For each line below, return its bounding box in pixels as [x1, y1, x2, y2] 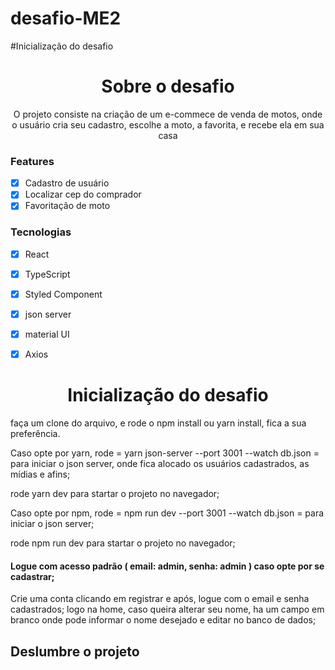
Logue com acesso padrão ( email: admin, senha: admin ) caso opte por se [10, 560, 325, 572]
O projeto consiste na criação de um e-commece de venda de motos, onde [13, 108, 323, 120]
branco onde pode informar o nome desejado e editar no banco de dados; [10, 614, 317, 626]
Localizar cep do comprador [24, 188, 142, 201]
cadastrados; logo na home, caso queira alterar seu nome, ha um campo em [10, 603, 325, 616]
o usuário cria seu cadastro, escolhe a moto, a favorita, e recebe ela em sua [11, 118, 325, 131]
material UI [24, 328, 70, 340]
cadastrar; [10, 570, 55, 582]
